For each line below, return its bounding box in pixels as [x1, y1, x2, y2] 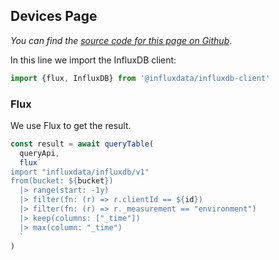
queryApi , [19, 148, 60, 158]
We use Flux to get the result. [10, 119, 132, 131]
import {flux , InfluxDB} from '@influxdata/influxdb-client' [10, 73, 271, 83]
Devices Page [10, 8, 98, 25]
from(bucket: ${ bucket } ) [10, 176, 114, 186]
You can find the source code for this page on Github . [10, 34, 233, 46]
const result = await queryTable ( [10, 139, 155, 149]
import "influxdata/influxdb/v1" [10, 167, 150, 177]
